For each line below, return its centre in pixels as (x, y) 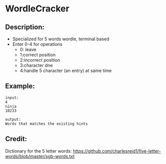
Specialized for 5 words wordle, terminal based (61, 39)
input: (12, 97)
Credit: (16, 139)
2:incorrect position (40, 60)
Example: (20, 86)
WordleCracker (37, 9)
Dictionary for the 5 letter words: (39, 151)
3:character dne (36, 65)
